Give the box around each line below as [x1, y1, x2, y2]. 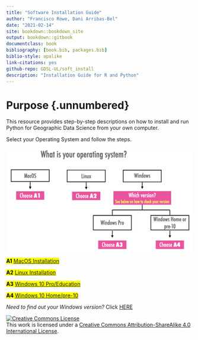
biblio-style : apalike [6, 53, 62, 59]
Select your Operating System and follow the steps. [6, 136, 132, 143]
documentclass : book [6, 41, 58, 47]
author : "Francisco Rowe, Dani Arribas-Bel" [6, 15, 118, 22]
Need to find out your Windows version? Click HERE [6, 303, 133, 311]
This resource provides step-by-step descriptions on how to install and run [6, 118, 189, 125]
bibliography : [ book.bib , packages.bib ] [6, 47, 108, 53]
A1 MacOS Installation [6, 258, 60, 265]
